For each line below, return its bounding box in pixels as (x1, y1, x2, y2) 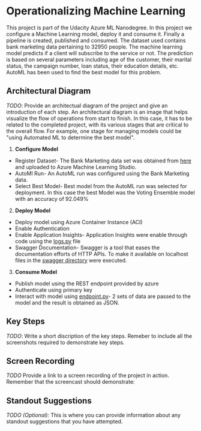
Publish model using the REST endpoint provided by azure (14, 280, 159, 287)
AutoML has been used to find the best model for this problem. (6, 68, 162, 76)
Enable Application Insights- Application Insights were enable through (14, 231, 188, 238)
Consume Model (14, 268, 58, 275)
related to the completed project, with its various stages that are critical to (6, 121, 189, 128)
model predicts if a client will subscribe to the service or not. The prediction (6, 49, 193, 56)
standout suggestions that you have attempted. (6, 418, 123, 425)
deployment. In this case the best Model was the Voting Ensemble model (14, 189, 195, 196)
